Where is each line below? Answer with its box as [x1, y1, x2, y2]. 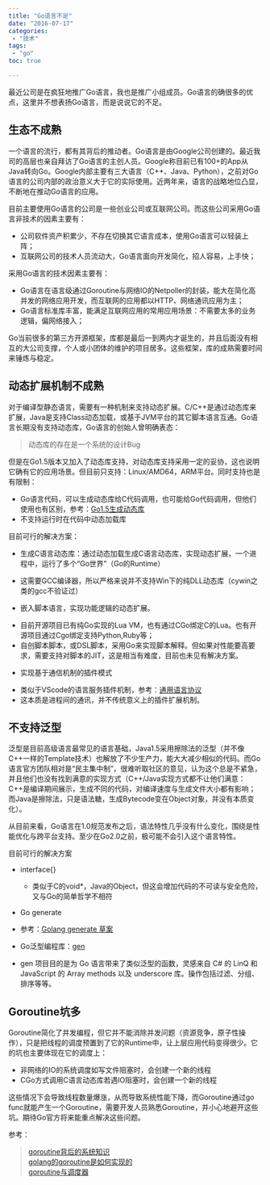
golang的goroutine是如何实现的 [27, 1157, 133, 1167]
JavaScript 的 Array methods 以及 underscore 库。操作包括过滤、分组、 [19, 969, 260, 978]
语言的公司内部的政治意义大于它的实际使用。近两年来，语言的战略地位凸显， [8, 176, 263, 186]
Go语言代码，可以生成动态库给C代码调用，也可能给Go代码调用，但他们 [19, 494, 256, 503]
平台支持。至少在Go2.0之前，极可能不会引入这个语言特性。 [43, 831, 240, 841]
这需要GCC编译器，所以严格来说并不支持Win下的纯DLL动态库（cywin [19, 575, 251, 586]
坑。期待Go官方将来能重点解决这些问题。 [8, 1112, 145, 1123]
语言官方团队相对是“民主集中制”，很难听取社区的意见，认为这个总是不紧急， [8, 764, 262, 774]
